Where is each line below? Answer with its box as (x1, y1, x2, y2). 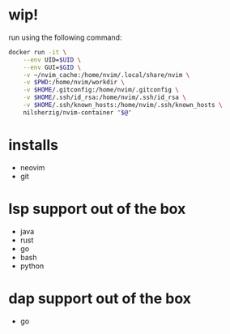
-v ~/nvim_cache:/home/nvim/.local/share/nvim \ (23, 71, 190, 79)
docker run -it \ (8, 48, 67, 56)
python (19, 261, 45, 271)
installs (8, 136, 59, 154)
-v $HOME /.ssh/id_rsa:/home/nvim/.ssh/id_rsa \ (23, 93, 186, 102)
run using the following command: (8, 32, 122, 42)
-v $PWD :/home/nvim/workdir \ (23, 79, 126, 87)
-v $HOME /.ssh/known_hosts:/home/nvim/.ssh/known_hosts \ (23, 101, 223, 109)
